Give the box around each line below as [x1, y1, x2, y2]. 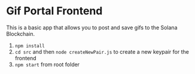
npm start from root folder [14, 61, 80, 68]
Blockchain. [6, 30, 35, 37]
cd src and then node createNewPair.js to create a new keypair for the [14, 48, 190, 55]
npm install [14, 43, 45, 49]
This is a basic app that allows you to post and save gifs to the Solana [6, 24, 178, 31]
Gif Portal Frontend [6, 4, 103, 18]
